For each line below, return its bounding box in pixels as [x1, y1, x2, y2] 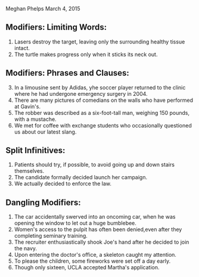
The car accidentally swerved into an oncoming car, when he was [14, 213, 176, 220]
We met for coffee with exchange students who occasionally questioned [14, 122, 192, 129]
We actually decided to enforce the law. [14, 180, 111, 187]
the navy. [14, 245, 37, 252]
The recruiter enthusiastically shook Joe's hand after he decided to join [14, 238, 189, 246]
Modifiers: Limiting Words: [5, 22, 107, 32]
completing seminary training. [14, 232, 88, 239]
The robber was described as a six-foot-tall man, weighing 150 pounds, [14, 109, 190, 116]
